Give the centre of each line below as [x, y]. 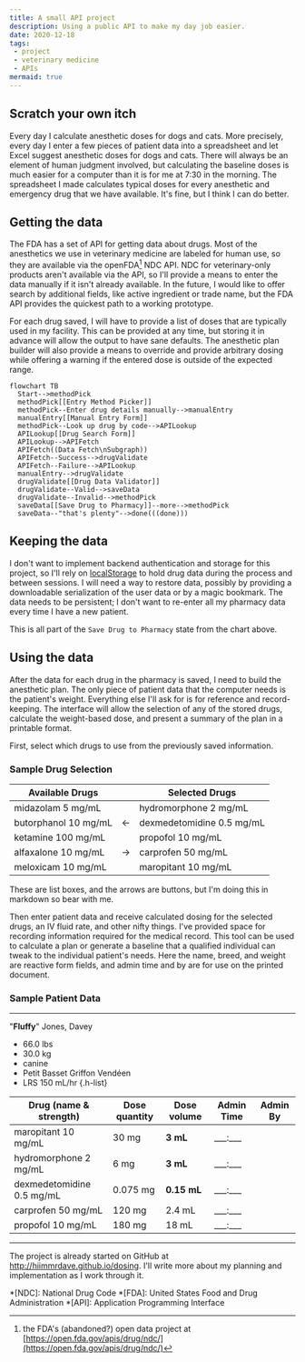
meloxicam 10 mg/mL [60, 866]
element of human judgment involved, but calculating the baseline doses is [149, 165]
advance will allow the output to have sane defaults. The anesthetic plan [144, 341]
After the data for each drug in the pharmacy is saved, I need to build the [145, 679]
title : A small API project [63, 18]
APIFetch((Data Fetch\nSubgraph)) [83, 450]
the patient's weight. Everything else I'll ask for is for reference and [135, 699]
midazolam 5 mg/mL [58, 807]
